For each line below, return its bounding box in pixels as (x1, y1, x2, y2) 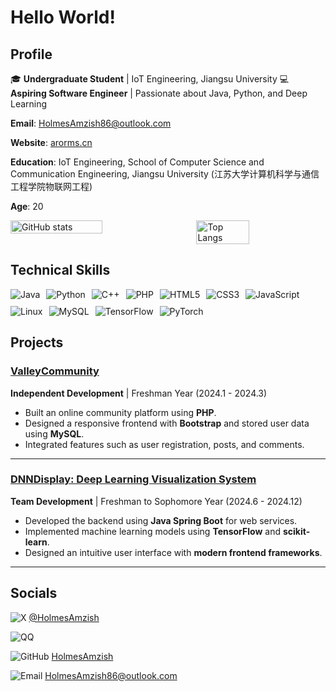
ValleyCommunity (10, 364, 100, 378)
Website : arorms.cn (10, 137, 93, 148)
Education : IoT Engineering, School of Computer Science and (10, 156, 265, 168)
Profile (10, 46, 53, 63)
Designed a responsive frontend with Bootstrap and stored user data (24, 417, 310, 429)
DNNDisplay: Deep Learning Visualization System (10, 472, 257, 486)
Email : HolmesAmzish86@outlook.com (10, 117, 172, 129)
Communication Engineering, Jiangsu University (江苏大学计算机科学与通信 (10, 168, 320, 180)
